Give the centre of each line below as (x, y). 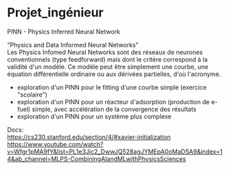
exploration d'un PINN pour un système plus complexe (94, 116)
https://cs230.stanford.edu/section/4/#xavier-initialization (89, 137)
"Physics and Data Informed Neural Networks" (73, 45)
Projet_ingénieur (56, 13)
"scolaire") (32, 95)
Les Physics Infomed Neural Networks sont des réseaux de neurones (105, 52)
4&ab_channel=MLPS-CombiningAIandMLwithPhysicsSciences (97, 158)
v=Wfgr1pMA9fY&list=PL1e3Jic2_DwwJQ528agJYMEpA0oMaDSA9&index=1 (115, 151)
